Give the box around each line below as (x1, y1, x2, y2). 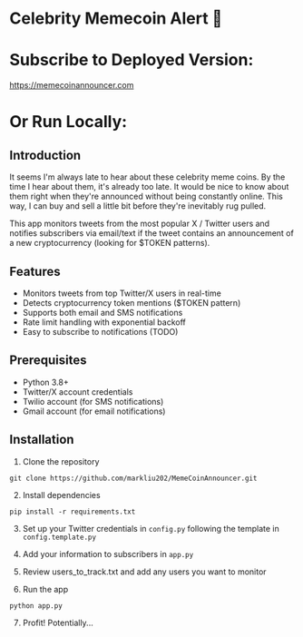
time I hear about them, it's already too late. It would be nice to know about (9, 181, 289, 192)
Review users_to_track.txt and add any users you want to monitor (22, 566, 267, 577)
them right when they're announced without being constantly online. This (9, 191, 283, 202)
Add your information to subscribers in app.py (22, 548, 194, 559)
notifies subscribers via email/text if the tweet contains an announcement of (9, 228, 295, 239)
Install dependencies (22, 489, 102, 500)
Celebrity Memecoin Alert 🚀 (9, 8, 223, 29)
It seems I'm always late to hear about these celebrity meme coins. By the (9, 171, 286, 182)
